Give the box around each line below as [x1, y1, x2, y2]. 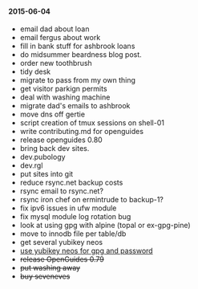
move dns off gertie [19, 109, 86, 120]
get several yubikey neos [19, 238, 103, 247]
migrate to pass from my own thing [19, 75, 136, 85]
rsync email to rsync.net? [19, 186, 104, 196]
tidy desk [19, 67, 51, 76]
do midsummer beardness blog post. [19, 50, 142, 59]
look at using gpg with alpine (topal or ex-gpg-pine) [19, 221, 191, 230]
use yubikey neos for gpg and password [19, 246, 154, 256]
